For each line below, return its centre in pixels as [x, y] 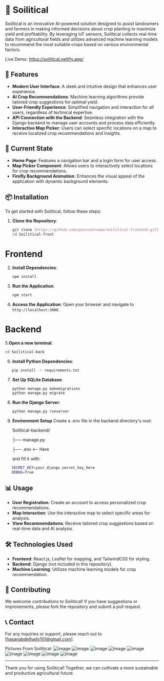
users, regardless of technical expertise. [53, 112]
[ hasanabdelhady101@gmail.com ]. [40, 639]
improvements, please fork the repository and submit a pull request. [73, 607]
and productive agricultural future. [40, 673]
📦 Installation [27, 197]
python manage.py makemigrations [46, 389]
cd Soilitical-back [25, 352]
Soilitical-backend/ [31, 430]
